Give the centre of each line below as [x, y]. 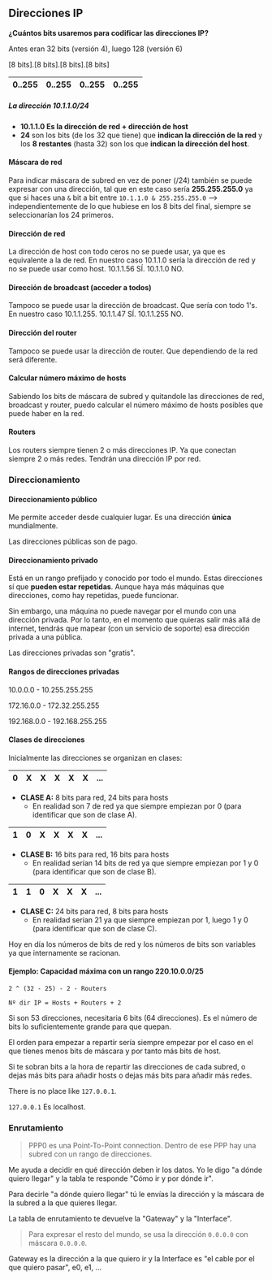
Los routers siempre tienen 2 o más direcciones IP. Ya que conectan [123, 450]
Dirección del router [43, 332]
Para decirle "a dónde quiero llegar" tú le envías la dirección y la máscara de [136, 1195]
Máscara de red [35, 163]
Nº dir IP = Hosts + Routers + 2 [65, 1003]
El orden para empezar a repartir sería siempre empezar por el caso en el [131, 1042]
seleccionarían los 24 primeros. [61, 215]
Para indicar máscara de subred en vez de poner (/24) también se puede [130, 180]
